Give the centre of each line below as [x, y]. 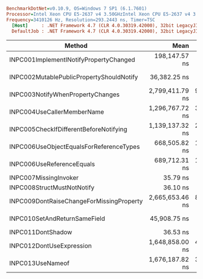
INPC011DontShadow [41, 232]
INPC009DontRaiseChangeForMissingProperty [76, 202]
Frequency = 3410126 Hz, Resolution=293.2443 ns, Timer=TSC [81, 20]
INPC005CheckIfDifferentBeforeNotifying [69, 130]
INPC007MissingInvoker [44, 178]
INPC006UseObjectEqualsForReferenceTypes [75, 147]
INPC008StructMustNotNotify [52, 188]
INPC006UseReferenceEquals [52, 164]
